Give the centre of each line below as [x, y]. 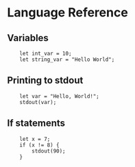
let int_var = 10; [46, 53]
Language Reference [67, 13]
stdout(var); [38, 102]
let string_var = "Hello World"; [67, 60]
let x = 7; [35, 139]
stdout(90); [49, 151]
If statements [36, 124]
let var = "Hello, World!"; [59, 96]
